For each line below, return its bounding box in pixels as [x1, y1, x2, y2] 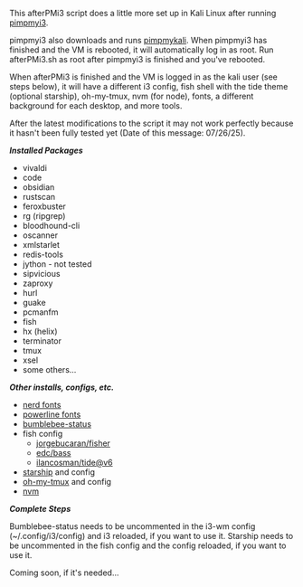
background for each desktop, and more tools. [9, 100, 183, 111]
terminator [22, 336, 62, 346]
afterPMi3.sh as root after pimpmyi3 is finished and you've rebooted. [9, 54, 266, 64]
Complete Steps [9, 504, 71, 514]
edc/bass [35, 448, 71, 458]
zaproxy [22, 278, 53, 289]
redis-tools [22, 249, 63, 260]
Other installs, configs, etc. [9, 382, 115, 393]
